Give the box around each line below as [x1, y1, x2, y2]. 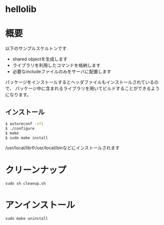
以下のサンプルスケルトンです [5, 45, 67, 51]
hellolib [5, 3, 37, 15]
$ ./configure [5, 126, 35, 131]
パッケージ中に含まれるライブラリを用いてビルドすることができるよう [15, 85, 160, 91]
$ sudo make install [5, 135, 49, 140]
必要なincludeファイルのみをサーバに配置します [12, 68, 111, 74]
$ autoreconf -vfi [5, 121, 44, 126]
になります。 [5, 91, 32, 98]
